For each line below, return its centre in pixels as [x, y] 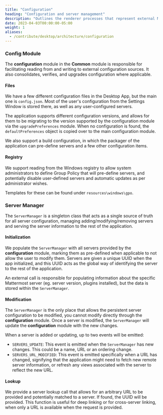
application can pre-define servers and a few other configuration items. [76, 146]
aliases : [14, 32]
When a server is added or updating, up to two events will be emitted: [74, 335]
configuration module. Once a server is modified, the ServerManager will [77, 320]
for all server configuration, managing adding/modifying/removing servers [79, 221]
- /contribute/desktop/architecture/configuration [62, 37]
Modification [18, 299]
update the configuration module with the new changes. [62, 326]
